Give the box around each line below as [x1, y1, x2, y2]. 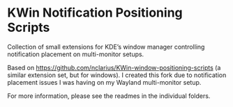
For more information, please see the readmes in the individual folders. [7, 92, 211, 100]
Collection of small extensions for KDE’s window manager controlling [7, 42, 205, 51]
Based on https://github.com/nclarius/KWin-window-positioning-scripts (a [7, 63, 221, 72]
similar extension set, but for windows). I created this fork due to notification [7, 71, 227, 79]
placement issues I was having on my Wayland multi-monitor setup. [7, 78, 202, 86]
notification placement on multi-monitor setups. [7, 50, 144, 58]
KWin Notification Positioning [7, 5, 183, 21]
